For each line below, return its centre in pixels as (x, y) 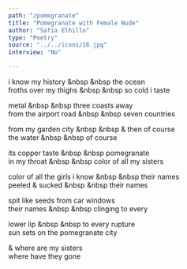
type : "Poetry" (33, 38)
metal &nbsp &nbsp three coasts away (71, 105)
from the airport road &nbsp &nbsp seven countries (92, 114)
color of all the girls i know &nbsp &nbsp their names (94, 176)
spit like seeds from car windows (62, 200)
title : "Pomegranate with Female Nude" (74, 23)
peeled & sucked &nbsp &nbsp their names (78, 185)
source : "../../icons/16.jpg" (58, 45)
